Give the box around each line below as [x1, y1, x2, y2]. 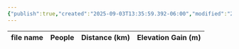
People [50, 32, 75, 42]
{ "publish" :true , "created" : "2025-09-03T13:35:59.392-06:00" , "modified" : [7, 10, 228, 17]
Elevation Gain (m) [137, 32, 201, 42]
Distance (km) [80, 32, 130, 42]
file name [11, 32, 44, 42]
